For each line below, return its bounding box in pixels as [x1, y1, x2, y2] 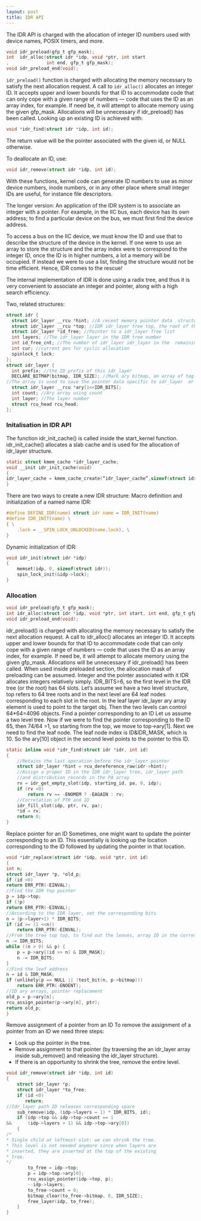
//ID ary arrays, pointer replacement [6, 988, 103, 994]
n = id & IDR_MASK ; [6, 972, 55, 978]
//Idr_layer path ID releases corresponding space [6, 1103, 135, 1109]
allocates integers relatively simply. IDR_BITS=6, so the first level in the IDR [6, 678, 191, 685]
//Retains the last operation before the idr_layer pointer [17, 758, 170, 764]
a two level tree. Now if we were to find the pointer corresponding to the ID [6, 716, 191, 723]
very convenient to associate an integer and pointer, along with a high [6, 282, 178, 290]
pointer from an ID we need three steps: [6, 1028, 105, 1035]
